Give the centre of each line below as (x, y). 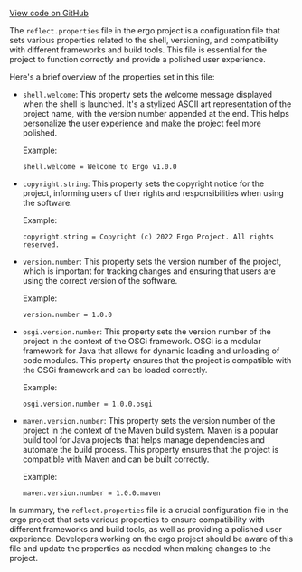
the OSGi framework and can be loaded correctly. (115, 370)
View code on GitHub (49, 13)
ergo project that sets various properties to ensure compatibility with (137, 520)
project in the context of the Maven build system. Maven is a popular (150, 430)
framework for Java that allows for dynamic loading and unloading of (151, 351)
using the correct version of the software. (100, 281)
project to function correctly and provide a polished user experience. (137, 59)
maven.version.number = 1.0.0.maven (91, 493)
